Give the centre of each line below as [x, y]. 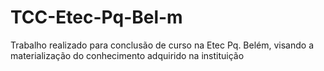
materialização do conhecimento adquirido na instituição [127, 55]
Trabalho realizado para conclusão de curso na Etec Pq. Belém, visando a [162, 45]
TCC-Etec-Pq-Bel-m [96, 17]
